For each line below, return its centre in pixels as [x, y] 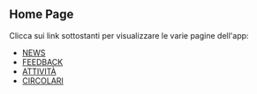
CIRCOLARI [43, 80]
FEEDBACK [42, 61]
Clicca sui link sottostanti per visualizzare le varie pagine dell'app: [129, 35]
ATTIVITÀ [39, 71]
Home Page [42, 14]
